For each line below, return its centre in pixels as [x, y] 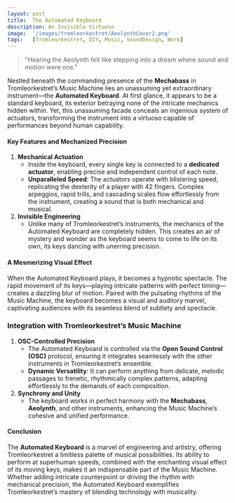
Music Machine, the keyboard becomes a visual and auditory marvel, [107, 300]
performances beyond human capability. [66, 125]
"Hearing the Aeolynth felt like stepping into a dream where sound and [126, 60]
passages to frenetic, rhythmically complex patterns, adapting [117, 378]
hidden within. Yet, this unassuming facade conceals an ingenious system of [118, 111]
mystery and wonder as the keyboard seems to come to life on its [122, 239]
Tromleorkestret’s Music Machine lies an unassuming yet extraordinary [109, 88]
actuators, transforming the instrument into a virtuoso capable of [101, 118]
